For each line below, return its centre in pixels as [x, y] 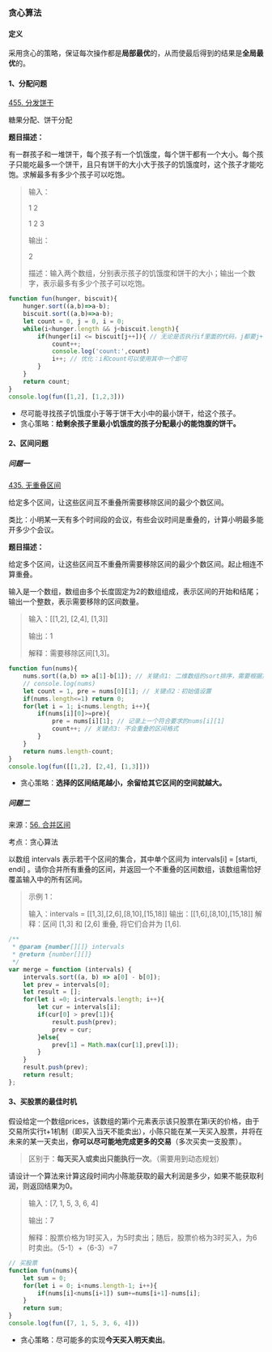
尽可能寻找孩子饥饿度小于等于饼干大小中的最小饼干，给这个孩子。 [130, 413]
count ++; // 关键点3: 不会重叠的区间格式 [115, 729]
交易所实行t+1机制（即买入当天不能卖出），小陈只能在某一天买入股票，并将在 [136, 1132]
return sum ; [43, 1308]
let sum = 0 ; [45, 1278]
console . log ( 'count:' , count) [101, 351]
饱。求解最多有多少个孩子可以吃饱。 [69, 175]
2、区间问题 [28, 444]
